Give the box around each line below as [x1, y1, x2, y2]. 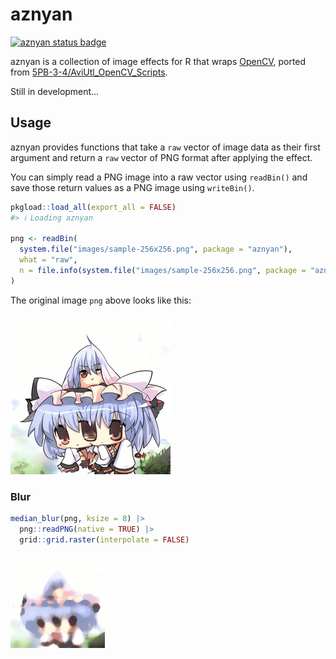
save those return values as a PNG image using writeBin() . [10, 181, 255, 193]
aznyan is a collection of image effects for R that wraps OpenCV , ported [10, 55, 307, 67]
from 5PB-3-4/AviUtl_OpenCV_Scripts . [10, 66, 168, 78]
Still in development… [10, 85, 100, 97]
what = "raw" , [19, 255, 78, 265]
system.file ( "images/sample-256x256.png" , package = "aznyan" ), [19, 244, 293, 255]
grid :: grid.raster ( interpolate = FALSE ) [19, 534, 190, 545]
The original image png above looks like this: [10, 294, 192, 306]
